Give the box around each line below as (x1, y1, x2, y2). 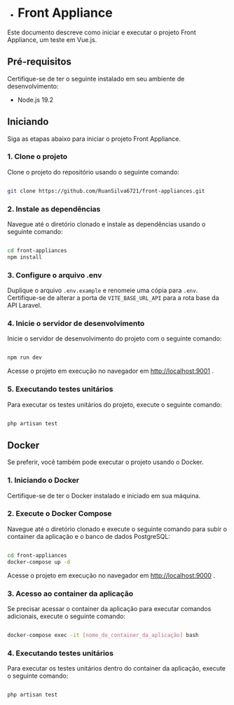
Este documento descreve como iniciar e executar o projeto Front (7, 28, 196, 36)
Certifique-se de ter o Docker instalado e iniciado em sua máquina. (7, 491, 201, 500)
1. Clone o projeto (7, 152, 68, 162)
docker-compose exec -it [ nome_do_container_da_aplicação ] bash (7, 631, 199, 638)
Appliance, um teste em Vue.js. (7, 35, 97, 43)
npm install (7, 254, 42, 261)
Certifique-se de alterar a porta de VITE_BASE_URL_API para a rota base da (7, 294, 219, 302)
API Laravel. (7, 301, 42, 310)
